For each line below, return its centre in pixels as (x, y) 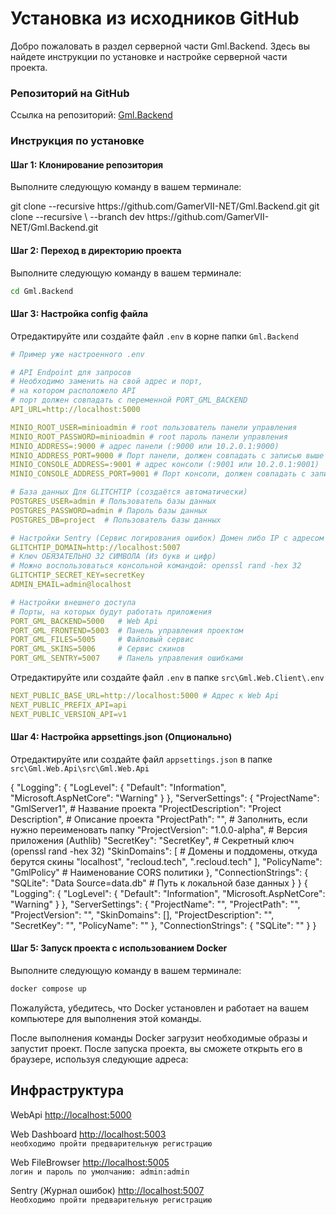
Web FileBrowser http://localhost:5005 (90, 1162)
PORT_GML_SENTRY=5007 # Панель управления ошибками (127, 658)
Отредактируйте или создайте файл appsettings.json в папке (141, 759)
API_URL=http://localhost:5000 (75, 410)
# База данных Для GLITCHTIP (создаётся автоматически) (129, 492)
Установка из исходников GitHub (155, 18)
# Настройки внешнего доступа (73, 602)
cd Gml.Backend (42, 291)
